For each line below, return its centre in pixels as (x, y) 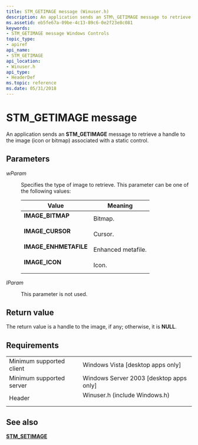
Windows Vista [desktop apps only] (132, 365)
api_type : (18, 72)
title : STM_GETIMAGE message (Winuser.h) (58, 12)
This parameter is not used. (54, 294)
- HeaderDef (21, 77)
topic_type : (21, 39)
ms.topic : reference (32, 83)
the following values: (46, 191)
